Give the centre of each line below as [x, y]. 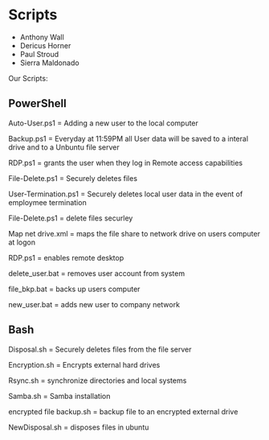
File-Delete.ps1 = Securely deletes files [73, 178]
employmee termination [47, 202]
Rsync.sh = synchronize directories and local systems [98, 380]
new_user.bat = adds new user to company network [94, 304]
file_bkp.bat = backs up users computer [74, 289]
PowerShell [37, 103]
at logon [22, 242]
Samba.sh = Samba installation [59, 396]
